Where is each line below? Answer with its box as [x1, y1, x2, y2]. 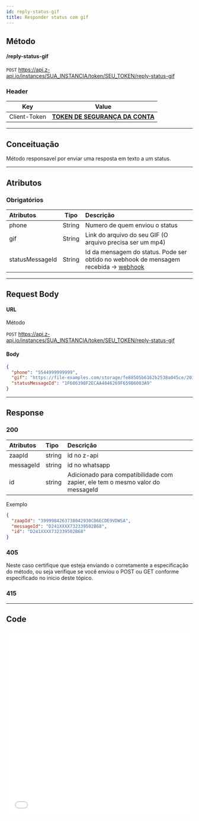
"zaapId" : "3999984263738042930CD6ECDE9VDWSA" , [11, 518, 131, 524]
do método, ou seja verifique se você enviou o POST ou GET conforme [6, 568, 179, 575]
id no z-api [67, 451, 99, 459]
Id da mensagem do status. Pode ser [85, 247, 187, 256]
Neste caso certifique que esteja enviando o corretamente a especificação [6, 562, 188, 569]
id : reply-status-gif [6, 8, 60, 15]
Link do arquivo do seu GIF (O [85, 230, 168, 239]
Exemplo [6, 500, 28, 507]
